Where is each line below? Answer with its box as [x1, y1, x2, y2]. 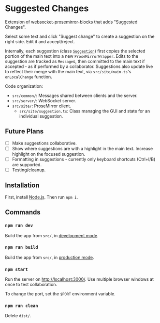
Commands [5, 208, 41, 216]
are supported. [12, 161, 42, 167]
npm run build [5, 244, 38, 250]
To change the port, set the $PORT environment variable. [5, 291, 116, 297]
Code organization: [5, 83, 44, 89]
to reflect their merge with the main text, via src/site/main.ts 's [5, 68, 131, 74]
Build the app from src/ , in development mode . [5, 232, 99, 238]
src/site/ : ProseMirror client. [12, 103, 72, 109]
